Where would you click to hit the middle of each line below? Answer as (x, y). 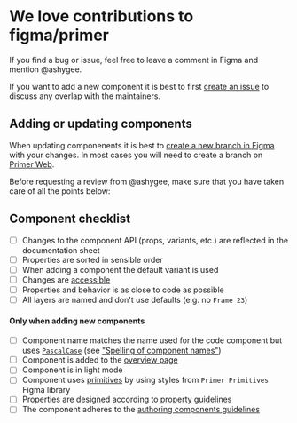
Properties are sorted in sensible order (92, 259)
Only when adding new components (77, 321)
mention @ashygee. (46, 69)
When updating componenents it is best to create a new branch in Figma (142, 145)
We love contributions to (102, 16)
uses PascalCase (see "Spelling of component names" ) (121, 351)
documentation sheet (61, 250)
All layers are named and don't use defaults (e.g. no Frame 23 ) (135, 299)
